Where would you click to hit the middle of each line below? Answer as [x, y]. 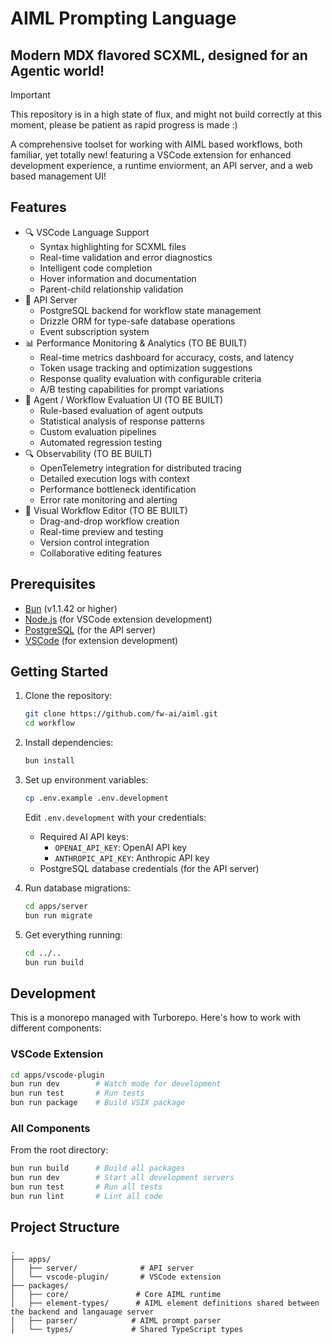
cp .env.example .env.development [96, 798]
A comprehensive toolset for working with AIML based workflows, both [156, 144]
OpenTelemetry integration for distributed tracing [140, 468]
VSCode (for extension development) [101, 640]
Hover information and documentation [118, 278]
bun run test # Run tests [77, 1093]
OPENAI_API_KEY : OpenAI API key [121, 847]
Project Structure [65, 1227]
